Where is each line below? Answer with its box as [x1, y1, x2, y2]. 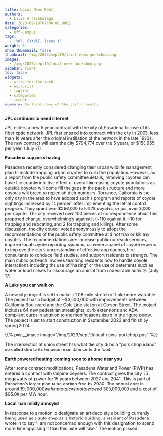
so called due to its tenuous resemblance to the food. [5, 347, 112, 352]
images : [5, 57, 21, 62]
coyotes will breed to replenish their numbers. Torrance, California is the [5, 190, 150, 196]
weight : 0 [5, 43, 25, 48]
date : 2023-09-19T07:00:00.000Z [5, 20, 71, 26]
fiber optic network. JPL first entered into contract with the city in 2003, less [5, 130, 159, 136]
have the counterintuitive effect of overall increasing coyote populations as [5, 180, 155, 185]
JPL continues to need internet [5, 115, 69, 121]
